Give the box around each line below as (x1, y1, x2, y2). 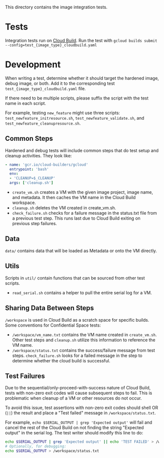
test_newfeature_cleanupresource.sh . (5, 120, 81, 126)
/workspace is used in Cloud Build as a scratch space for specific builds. (5, 317, 149, 323)
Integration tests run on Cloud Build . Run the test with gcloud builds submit (5, 37, 158, 43)
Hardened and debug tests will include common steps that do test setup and (5, 147, 159, 153)
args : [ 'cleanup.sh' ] (9, 180, 54, 185)
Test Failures (5, 372, 45, 380)
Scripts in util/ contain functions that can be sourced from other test (5, 275, 145, 281)
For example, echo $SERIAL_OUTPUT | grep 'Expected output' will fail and (5, 419, 152, 426)
